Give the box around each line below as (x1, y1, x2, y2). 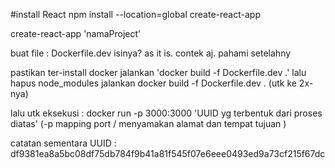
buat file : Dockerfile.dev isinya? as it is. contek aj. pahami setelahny (10, 47, 292, 59)
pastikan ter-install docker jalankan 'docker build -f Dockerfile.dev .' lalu (10, 67, 307, 78)
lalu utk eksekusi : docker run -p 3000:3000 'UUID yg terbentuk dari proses (10, 107, 323, 119)
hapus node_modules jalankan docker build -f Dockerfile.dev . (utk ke (10, 77, 297, 89)
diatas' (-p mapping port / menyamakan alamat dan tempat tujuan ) (10, 118, 287, 129)
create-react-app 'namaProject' (10, 28, 142, 39)
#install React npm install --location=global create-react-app (10, 9, 261, 20)
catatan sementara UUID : (10, 137, 117, 149)
